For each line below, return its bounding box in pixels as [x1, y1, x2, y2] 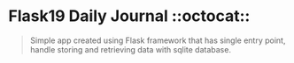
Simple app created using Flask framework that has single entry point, [29, 35, 286, 45]
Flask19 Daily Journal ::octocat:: [8, 6, 251, 26]
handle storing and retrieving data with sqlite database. [29, 44, 232, 54]
